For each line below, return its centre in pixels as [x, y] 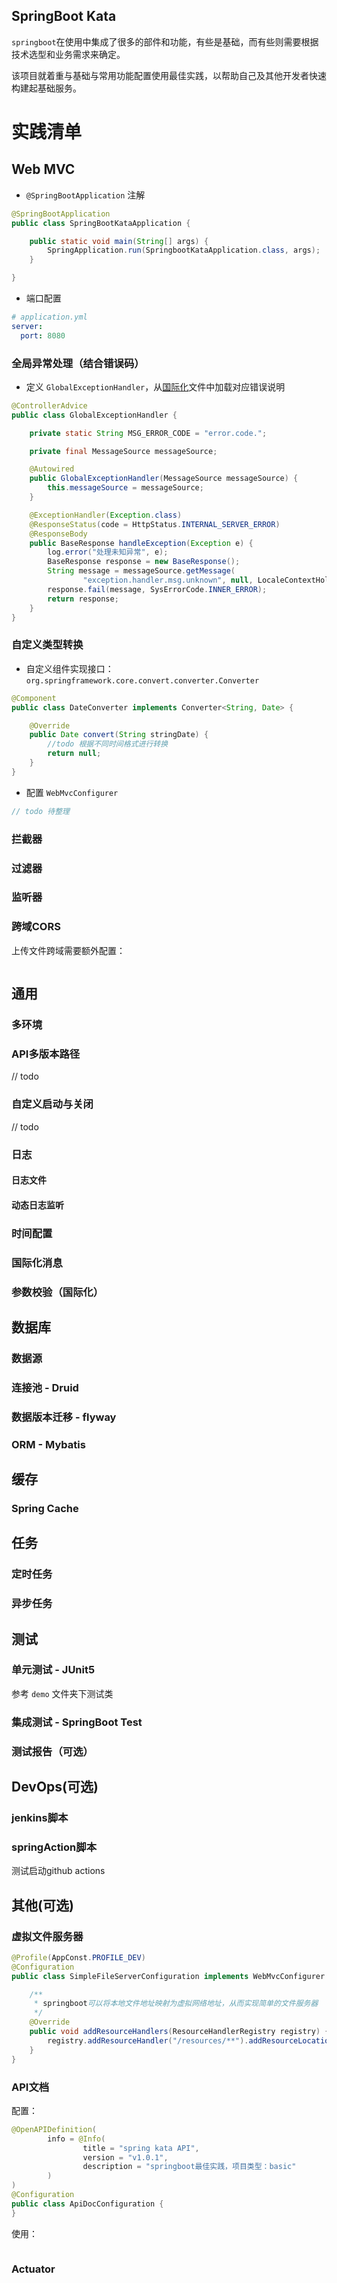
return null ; [74, 754]
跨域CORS [36, 927]
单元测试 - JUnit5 [53, 1670]
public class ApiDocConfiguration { [87, 2204]
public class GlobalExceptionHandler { [94, 415]
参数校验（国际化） [57, 1292]
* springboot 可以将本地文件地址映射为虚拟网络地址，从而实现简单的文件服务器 [176, 2004]
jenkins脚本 [40, 1817]
